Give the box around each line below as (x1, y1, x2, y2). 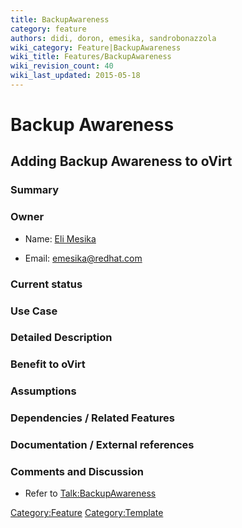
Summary (10, 183, 60, 197)
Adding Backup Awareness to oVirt (10, 153, 233, 170)
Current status (10, 277, 83, 291)
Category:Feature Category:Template (10, 507, 164, 519)
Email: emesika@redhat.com (24, 252, 143, 264)
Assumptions (10, 384, 77, 398)
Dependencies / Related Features (10, 411, 175, 425)
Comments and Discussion (10, 465, 144, 479)
